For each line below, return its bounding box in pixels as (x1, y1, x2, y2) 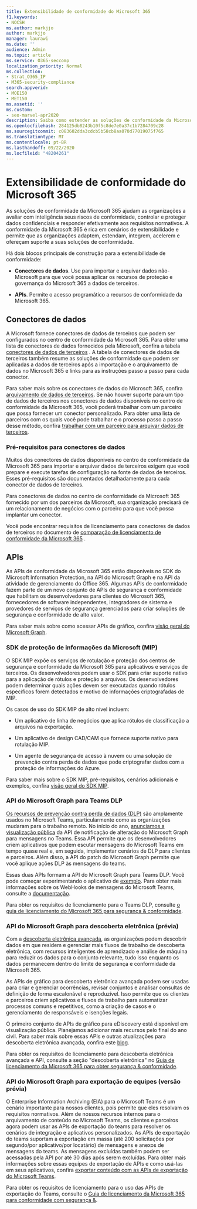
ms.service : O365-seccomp (6, 57, 69, 63)
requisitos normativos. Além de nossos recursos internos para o (6, 1111, 161, 1118)
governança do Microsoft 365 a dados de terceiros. (14, 280, 140, 287)
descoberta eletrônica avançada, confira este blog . (6, 1039, 130, 1046)
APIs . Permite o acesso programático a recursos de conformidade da (14, 291, 183, 298)
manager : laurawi (6, 36, 49, 42)
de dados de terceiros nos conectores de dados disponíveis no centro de (6, 397, 183, 404)
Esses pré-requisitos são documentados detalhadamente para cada (6, 475, 170, 482)
